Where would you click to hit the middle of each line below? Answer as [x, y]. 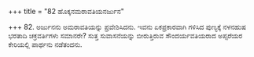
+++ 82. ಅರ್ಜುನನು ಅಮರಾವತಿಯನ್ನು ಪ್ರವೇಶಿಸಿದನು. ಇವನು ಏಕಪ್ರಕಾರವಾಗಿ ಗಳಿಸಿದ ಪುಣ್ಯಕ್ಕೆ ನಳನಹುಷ [127, 27]
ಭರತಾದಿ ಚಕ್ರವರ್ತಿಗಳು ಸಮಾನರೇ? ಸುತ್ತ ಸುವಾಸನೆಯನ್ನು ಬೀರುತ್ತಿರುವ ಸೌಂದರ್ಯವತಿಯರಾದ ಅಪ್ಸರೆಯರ [125, 36]
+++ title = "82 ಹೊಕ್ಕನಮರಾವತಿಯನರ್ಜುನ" [66, 11]
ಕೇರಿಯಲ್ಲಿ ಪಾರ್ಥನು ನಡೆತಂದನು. [45, 45]
